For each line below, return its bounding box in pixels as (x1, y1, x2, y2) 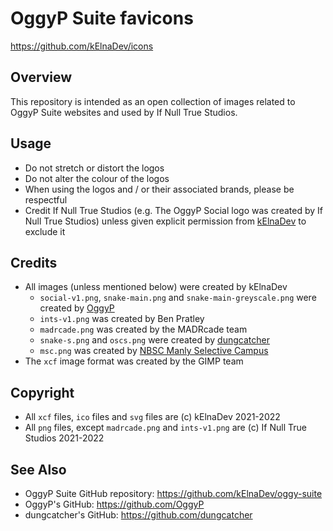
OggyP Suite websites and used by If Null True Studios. (10, 106, 238, 118)
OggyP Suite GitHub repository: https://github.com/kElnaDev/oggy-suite (24, 488, 323, 499)
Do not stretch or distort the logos (24, 162, 165, 174)
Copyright (10, 384, 75, 401)
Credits (10, 254, 58, 271)
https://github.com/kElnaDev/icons (10, 40, 154, 52)
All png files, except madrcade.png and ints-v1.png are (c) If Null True (24, 422, 307, 434)
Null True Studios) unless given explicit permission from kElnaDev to (24, 215, 307, 227)
